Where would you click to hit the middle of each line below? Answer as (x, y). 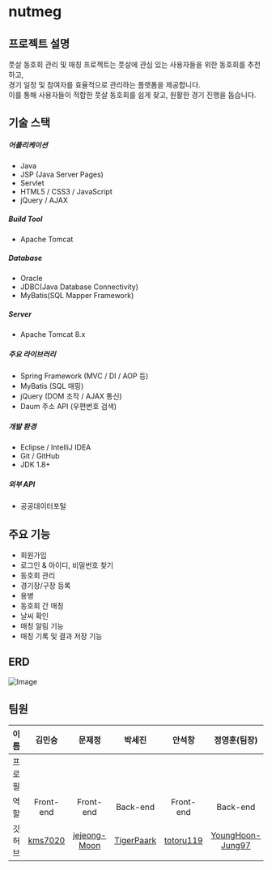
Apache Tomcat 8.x (53, 335)
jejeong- (89, 835)
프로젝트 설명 (39, 43)
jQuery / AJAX (44, 200)
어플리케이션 (28, 145)
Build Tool (25, 219)
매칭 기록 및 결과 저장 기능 (61, 636)
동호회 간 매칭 (42, 605)
